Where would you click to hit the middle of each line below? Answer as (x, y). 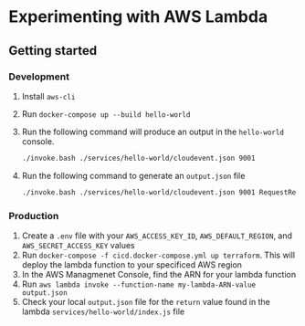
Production (34, 216)
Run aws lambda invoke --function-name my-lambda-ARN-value (139, 284)
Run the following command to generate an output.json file (133, 175)
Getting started (53, 51)
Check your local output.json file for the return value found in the (146, 301)
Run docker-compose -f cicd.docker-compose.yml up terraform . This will (158, 255)
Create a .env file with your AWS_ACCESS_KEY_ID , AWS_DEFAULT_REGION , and (157, 236)
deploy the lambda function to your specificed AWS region (132, 264)
